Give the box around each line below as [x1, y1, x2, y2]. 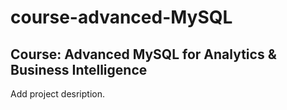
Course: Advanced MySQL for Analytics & [10, 46, 277, 63]
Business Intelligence [10, 61, 148, 78]
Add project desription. [10, 88, 105, 100]
